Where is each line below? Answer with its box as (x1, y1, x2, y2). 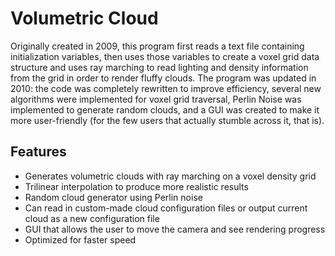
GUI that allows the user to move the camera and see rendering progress (24, 223, 326, 235)
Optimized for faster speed (24, 233, 137, 246)
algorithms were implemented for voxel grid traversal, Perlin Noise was (10, 93, 302, 105)
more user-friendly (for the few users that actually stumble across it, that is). (10, 114, 325, 126)
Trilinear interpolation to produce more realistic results (24, 180, 249, 192)
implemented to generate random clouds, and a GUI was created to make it (10, 103, 320, 116)
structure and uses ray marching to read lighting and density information (10, 61, 309, 73)
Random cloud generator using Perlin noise (24, 191, 203, 203)
